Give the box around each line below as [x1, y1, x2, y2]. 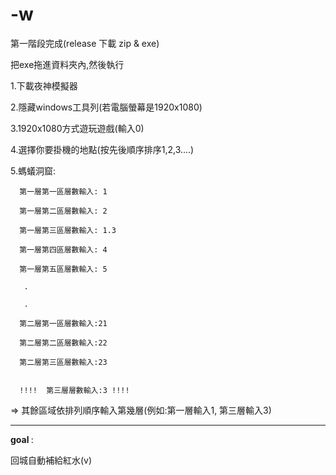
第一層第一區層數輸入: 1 [19, 186, 108, 197]
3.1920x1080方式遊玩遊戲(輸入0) [10, 122, 145, 134]
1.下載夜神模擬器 [10, 79, 78, 92]
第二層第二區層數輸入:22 [19, 338, 108, 348]
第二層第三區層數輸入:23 [19, 357, 108, 367]
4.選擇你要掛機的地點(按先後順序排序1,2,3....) [10, 143, 195, 155]
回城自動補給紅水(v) [10, 454, 93, 466]
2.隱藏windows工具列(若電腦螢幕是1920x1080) [10, 101, 203, 113]
